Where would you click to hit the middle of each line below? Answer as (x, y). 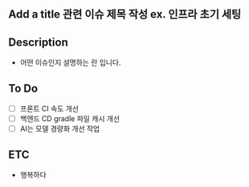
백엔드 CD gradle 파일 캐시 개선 (70, 119)
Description (38, 42)
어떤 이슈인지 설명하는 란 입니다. (70, 63)
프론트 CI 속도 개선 (49, 109)
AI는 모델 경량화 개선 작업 (60, 129)
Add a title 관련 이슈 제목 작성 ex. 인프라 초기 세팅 (125, 14)
